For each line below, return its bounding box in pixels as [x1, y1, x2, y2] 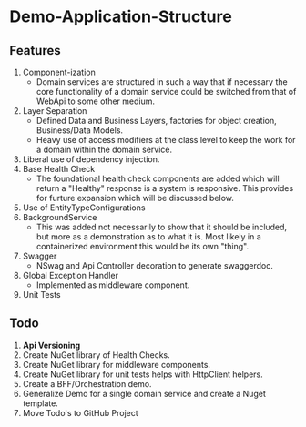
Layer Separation [22, 106, 87, 116]
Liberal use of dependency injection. [22, 154, 160, 165]
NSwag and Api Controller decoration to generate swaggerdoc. [36, 260, 273, 270]
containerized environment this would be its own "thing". [36, 241, 250, 251]
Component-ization [22, 66, 96, 77]
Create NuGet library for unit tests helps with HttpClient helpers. [22, 369, 264, 380]
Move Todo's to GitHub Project [22, 407, 138, 418]
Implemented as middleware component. [36, 280, 190, 290]
